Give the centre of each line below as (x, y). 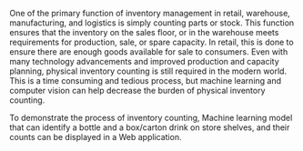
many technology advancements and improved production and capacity (144, 61)
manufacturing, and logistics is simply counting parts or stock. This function (152, 23)
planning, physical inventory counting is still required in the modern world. (148, 71)
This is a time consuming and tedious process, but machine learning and (146, 81)
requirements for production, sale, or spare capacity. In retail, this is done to (151, 42)
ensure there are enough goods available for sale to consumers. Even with (149, 52)
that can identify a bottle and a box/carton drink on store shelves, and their (150, 127)
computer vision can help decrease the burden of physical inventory (137, 91)
